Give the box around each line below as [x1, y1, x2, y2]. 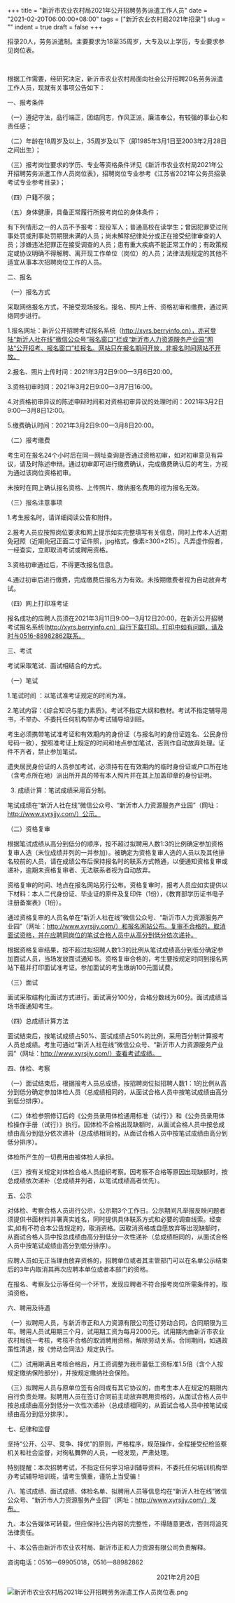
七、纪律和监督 [7, 1425, 50, 1433]
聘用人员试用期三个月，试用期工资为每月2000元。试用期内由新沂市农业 [19, 1327, 225, 1336]
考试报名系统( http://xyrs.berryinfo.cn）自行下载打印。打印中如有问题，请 [7, 623, 218, 631]
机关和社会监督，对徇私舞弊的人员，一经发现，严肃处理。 [7, 1449, 173, 1456]
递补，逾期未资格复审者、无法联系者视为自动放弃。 [7, 866, 155, 874]
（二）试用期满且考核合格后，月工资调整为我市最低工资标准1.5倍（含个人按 [7, 1360, 224, 1368]
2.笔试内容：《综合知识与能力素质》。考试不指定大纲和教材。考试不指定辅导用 [7, 706, 227, 714]
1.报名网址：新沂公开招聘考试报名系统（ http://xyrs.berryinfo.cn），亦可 [7, 326, 211, 335]
